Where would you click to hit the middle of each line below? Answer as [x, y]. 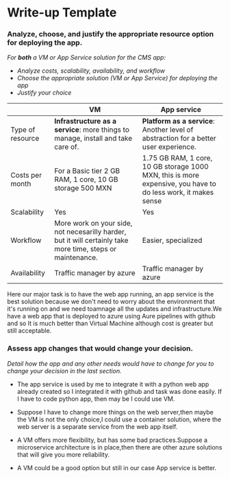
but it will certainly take [91, 240]
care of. [67, 147]
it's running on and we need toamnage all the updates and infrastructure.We [115, 309]
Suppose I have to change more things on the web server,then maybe [115, 412]
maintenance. [76, 257]
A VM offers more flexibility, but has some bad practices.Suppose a [112, 440]
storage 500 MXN [83, 188]
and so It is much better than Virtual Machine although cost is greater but [110, 323]
